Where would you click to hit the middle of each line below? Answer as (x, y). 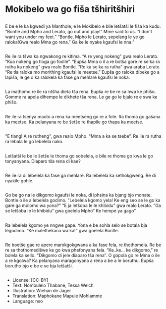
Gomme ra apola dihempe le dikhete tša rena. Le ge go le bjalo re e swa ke (81, 97)
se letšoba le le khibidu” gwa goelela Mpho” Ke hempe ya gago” (71, 211)
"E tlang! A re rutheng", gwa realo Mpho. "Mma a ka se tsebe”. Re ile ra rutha (83, 136)
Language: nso (28, 301)
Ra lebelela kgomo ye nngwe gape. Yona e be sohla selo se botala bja (76, 225)
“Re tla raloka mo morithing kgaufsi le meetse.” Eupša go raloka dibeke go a (83, 72)
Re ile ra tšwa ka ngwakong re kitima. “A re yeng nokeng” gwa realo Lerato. (82, 56)
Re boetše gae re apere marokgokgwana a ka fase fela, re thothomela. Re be (83, 245)
